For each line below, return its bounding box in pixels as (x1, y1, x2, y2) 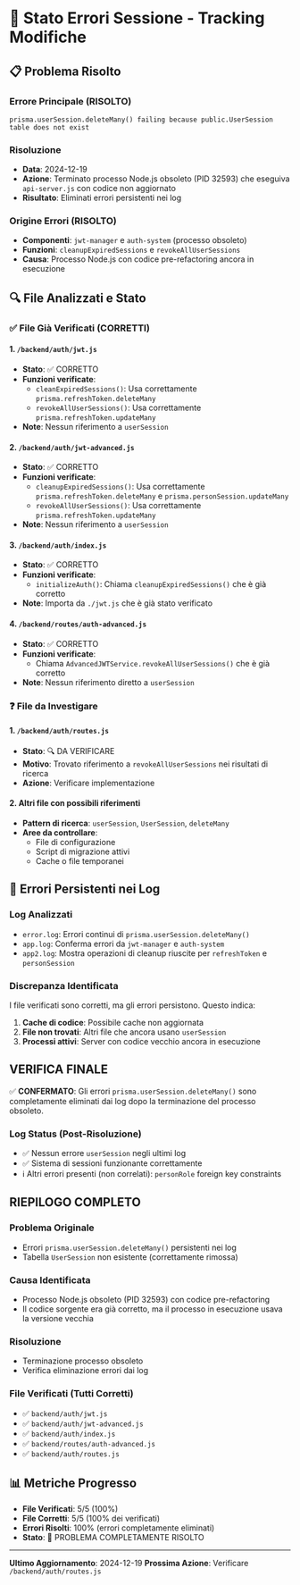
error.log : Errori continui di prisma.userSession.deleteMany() (21, 928, 250, 939)
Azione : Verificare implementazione (21, 777, 155, 788)
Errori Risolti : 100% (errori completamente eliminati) (21, 1522, 215, 1533)
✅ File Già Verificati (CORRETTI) (9, 322, 150, 334)
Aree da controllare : (21, 826, 98, 838)
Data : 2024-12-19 (21, 164, 87, 175)
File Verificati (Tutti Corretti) (9, 1388, 134, 1400)
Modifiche (9, 27, 87, 47)
